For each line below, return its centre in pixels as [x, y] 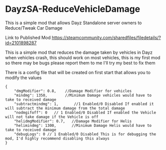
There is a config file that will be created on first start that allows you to [78, 72]
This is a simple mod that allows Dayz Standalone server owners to [74, 23]
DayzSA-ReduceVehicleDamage [73, 9]
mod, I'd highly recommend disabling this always [57, 138]
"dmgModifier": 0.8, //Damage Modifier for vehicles [73, 91]
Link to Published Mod [28, 37]
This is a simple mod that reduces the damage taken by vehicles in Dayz [79, 52]
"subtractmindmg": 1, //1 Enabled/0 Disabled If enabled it [84, 104]
